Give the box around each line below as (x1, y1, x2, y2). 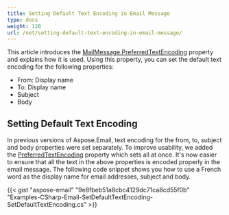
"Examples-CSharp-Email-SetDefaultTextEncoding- (7, 193, 153, 201)
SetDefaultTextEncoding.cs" (7, 201, 87, 209)
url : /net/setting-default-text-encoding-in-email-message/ (7, 29, 183, 36)
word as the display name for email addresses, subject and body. (7, 172, 191, 181)
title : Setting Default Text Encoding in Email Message (7, 10, 170, 17)
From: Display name (16, 76, 74, 84)
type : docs (7, 16, 38, 23)
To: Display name (16, 83, 67, 91)
